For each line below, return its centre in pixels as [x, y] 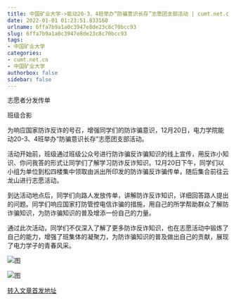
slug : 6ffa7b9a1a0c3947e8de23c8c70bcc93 [67, 33]
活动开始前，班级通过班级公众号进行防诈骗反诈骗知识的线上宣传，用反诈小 [115, 154]
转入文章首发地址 [32, 290]
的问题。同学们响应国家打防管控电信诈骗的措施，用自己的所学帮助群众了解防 [118, 204]
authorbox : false [33, 73]
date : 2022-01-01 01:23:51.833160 [58, 20]
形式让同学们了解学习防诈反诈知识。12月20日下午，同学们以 [137, 163]
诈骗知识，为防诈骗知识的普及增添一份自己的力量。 [81, 213]
